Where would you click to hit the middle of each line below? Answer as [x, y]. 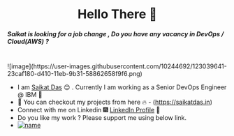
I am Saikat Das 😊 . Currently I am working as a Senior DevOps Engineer [122, 87]
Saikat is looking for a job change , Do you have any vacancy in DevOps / [116, 33]
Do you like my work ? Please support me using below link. [102, 118]
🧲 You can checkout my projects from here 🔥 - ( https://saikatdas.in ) [115, 102]
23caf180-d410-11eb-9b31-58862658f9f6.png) [75, 74]
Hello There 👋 [117, 14]
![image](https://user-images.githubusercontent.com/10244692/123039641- [117, 66]
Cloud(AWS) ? [28, 41]
